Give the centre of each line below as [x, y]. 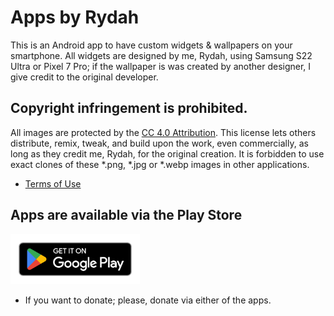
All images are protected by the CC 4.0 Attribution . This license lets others [163, 132]
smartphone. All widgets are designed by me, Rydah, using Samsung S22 [161, 55]
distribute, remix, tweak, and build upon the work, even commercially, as [159, 143]
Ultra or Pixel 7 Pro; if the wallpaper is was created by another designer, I [161, 66]
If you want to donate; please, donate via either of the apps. [148, 300]
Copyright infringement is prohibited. [129, 108]
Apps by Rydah [75, 17]
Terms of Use [53, 183]
